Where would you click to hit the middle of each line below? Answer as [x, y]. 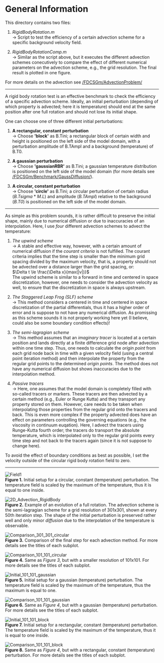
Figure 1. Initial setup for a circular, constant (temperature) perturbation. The [82, 480]
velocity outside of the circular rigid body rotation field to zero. [68, 460]
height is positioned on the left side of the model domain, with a [76, 141]
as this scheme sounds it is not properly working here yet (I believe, [80, 318]
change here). [26, 445]
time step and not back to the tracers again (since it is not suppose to [82, 441]
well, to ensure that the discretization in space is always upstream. [79, 287]
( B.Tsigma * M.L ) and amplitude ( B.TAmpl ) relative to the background [82, 196]
